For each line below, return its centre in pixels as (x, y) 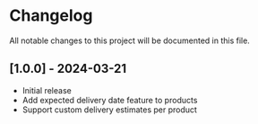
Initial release (47, 90)
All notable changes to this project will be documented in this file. (130, 40)
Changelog (51, 16)
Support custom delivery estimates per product (109, 110)
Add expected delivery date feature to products (110, 100)
